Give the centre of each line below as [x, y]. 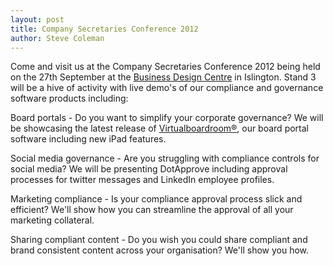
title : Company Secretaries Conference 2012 [104, 29]
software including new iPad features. [88, 139]
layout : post [37, 19]
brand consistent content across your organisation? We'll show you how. [160, 250]
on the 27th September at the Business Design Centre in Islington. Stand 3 [163, 77]
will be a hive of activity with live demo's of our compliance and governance [167, 88]
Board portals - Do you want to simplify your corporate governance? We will [167, 118]
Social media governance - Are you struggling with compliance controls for [165, 158]
